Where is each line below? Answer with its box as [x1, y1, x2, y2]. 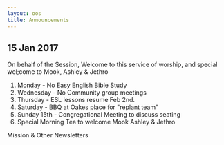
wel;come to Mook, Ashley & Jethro [7, 68, 109, 76]
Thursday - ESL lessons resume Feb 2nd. [17, 96, 136, 104]
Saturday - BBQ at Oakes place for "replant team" [17, 103, 159, 111]
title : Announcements [7, 17, 70, 23]
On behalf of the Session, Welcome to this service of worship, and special [7, 60, 218, 69]
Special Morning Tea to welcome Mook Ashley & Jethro [17, 118, 176, 126]
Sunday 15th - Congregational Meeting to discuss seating [17, 110, 181, 119]
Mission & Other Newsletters [7, 131, 88, 139]
